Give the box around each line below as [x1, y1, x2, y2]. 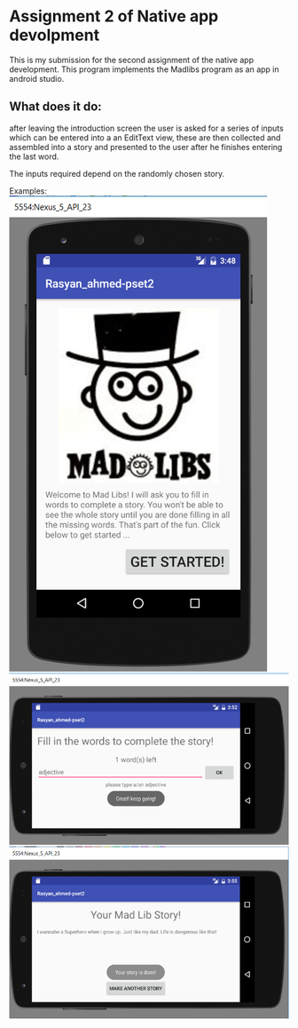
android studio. [9, 73, 65, 84]
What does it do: [9, 100, 102, 115]
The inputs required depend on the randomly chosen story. [9, 168, 224, 179]
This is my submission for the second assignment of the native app [9, 54, 255, 65]
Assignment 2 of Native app [9, 6, 219, 27]
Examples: [9, 185, 47, 196]
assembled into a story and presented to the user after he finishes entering [9, 141, 283, 152]
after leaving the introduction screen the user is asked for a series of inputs [9, 123, 284, 133]
